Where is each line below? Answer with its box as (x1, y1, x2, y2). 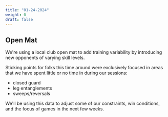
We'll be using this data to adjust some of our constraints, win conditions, (5, 100, 160, 107)
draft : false (5, 17, 33, 22)
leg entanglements (12, 85, 52, 92)
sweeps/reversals (12, 91, 50, 97)
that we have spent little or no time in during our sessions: (5, 70, 128, 76)
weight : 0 (5, 12, 27, 17)
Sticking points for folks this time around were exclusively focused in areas (5, 65, 163, 71)
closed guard (12, 80, 41, 86)
